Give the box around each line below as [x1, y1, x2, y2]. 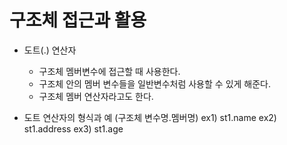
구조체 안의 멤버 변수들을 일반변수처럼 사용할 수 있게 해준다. [38, 77, 272, 90]
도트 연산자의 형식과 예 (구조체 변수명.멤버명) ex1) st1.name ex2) [23, 111, 277, 123]
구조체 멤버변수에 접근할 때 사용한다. [38, 65, 181, 77]
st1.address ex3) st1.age [23, 122, 124, 135]
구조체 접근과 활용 [9, 9, 147, 32]
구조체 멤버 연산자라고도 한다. [38, 90, 154, 102]
